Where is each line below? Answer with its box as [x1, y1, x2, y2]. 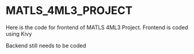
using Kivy [5, 30, 32, 37]
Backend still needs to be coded [5, 42, 86, 49]
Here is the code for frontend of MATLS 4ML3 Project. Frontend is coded [5, 24, 189, 31]
